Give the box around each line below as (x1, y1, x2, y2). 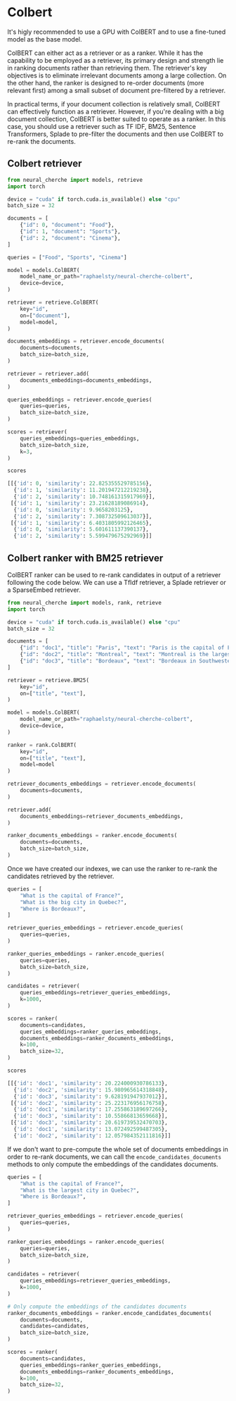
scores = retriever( (7, 428, 68, 436)
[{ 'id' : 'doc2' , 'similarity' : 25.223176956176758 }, (10, 1099, 169, 1106)
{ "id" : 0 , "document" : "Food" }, (20, 221, 114, 229)
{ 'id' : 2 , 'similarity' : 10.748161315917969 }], (13, 493, 156, 500)
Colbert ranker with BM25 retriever (7, 552, 164, 564)
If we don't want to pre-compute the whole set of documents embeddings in (7, 1144, 228, 1153)
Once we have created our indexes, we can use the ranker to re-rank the (7, 864, 218, 872)
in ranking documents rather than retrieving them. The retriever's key (7, 63, 207, 72)
